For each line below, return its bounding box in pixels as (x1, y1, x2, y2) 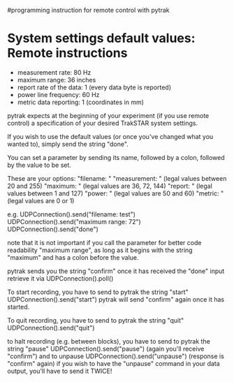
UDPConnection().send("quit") (7, 323, 95, 332)
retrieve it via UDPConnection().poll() (7, 274, 114, 282)
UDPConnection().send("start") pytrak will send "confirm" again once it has (7, 295, 225, 303)
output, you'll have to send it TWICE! (7, 367, 112, 375)
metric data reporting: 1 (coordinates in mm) (17, 98, 145, 106)
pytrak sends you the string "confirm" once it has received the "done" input (7, 267, 225, 275)
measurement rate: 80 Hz (17, 68, 92, 76)
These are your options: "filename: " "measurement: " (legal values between (7, 174, 227, 182)
